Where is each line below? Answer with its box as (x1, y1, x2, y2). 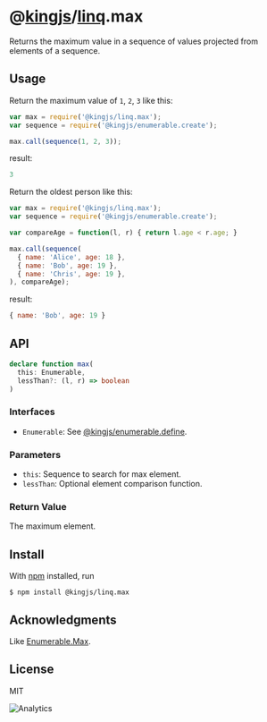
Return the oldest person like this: (9, 186, 133, 198)
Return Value (9, 500, 67, 513)
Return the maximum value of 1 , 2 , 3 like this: (9, 95, 173, 106)
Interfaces (9, 405, 55, 418)
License (9, 662, 54, 677)
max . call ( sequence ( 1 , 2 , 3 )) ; (9, 137, 122, 146)
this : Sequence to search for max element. (21, 469, 181, 480)
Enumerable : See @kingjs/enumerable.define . (21, 426, 188, 437)
